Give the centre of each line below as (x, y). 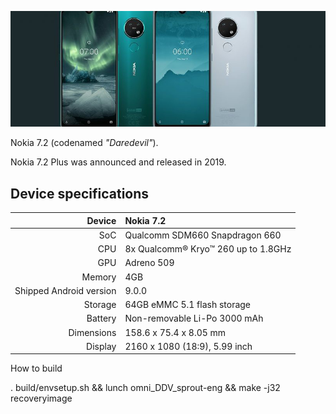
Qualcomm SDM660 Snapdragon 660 (203, 235)
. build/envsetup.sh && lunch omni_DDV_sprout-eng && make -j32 (145, 388)
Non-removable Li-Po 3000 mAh (194, 318)
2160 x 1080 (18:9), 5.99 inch (188, 346)
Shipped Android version (65, 290)
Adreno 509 (149, 263)
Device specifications (80, 193)
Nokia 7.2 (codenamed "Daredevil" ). (84, 143)
